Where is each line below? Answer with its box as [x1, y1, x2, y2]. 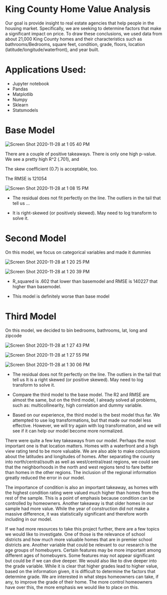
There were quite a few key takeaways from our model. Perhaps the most [5, 437, 156, 443]
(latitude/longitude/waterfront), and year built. [5, 46, 100, 52]
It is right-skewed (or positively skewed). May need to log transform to [12, 210, 157, 216]
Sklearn [12, 101, 28, 108]
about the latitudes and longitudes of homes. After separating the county [5, 453, 155, 459]
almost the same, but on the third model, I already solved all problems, [12, 397, 157, 403]
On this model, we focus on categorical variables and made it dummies [5, 249, 151, 255]
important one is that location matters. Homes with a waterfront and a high [5, 443, 159, 449]
